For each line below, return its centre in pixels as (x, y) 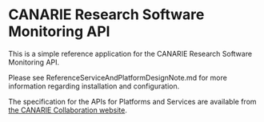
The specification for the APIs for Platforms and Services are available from (133, 101)
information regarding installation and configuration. (94, 86)
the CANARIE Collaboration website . (68, 110)
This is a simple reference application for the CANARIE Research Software (130, 53)
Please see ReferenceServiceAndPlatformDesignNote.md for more (118, 77)
